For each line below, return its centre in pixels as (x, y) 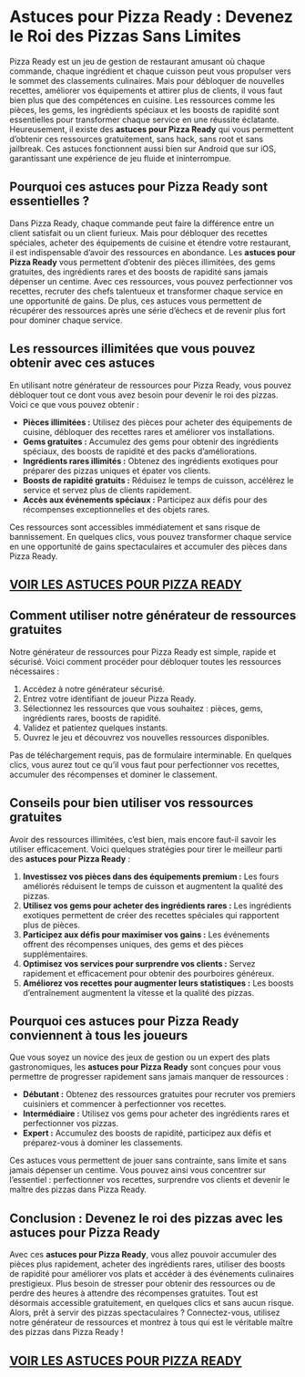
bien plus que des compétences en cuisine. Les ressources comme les (142, 100)
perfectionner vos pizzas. (71, 1123)
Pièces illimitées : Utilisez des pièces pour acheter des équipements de (158, 422)
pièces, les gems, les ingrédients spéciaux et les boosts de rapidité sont (144, 109)
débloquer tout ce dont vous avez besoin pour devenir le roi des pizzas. (144, 395)
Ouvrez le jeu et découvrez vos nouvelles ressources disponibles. (146, 737)
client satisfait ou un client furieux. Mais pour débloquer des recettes (139, 233)
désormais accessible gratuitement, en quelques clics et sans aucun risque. (152, 1303)
